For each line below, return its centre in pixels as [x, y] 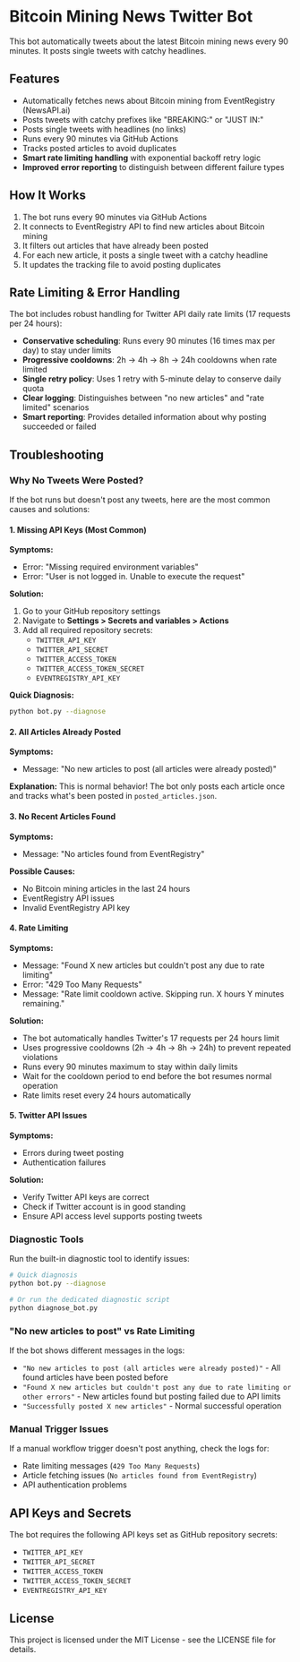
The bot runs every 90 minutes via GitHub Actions [115, 217]
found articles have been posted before [95, 1377]
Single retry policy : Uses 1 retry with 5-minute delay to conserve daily [152, 379]
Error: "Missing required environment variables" [110, 567]
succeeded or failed [59, 426]
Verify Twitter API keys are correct [86, 1196]
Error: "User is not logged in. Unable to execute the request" [133, 577]
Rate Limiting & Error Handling [95, 292]
